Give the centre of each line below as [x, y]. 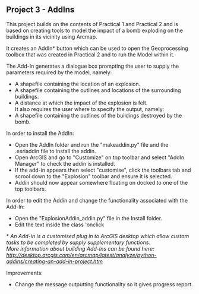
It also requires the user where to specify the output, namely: [89, 109]
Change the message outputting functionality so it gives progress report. [104, 284]
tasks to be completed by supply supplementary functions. [78, 242]
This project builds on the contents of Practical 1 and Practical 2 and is [92, 24]
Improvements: [25, 273]
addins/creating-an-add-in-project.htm [54, 261]
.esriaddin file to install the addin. [55, 151]
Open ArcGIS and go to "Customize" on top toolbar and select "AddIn [99, 157]
